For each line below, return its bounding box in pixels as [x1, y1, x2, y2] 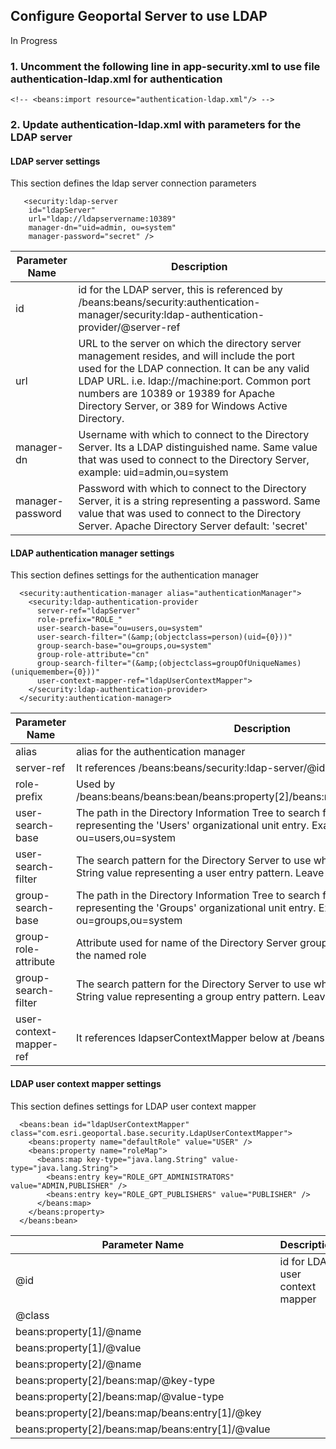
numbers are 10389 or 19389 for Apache [78, 387, 276, 401]
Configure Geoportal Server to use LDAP [10, 8, 268, 25]
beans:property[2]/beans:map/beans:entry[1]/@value [15, 1422, 271, 1436]
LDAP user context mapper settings [10, 1078, 162, 1090]
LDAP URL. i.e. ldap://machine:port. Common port [78, 374, 311, 388]
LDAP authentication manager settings [10, 547, 175, 559]
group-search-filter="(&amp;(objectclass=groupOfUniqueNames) [36, 659, 302, 669]
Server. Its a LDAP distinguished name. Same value [78, 440, 318, 454]
